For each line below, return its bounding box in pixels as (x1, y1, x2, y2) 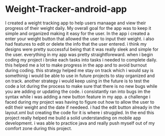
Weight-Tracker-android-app (5, 3, 127, 15)
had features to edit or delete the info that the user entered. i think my (5, 41, 147, 47)
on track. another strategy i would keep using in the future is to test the (5, 78, 150, 84)
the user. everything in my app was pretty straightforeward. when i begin (5, 51, 153, 58)
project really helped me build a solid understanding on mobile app (5, 115, 141, 121)
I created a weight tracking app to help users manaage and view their (5, 20, 146, 26)
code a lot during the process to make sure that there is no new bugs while (5, 83, 158, 89)
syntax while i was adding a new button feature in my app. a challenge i (5, 93, 151, 100)
